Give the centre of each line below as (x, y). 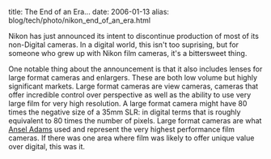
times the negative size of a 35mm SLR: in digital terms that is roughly (125, 112)
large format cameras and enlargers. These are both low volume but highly (133, 77)
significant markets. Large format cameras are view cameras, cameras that (133, 86)
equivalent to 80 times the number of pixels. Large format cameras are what (135, 120)
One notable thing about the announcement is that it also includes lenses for (135, 69)
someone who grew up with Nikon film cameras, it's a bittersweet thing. (128, 53)
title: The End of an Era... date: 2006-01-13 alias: (89, 12)
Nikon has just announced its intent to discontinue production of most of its (133, 36)
